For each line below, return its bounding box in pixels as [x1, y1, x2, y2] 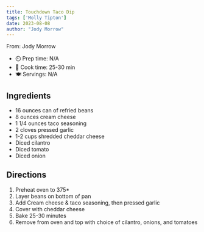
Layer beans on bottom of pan [15, 192, 91, 200]
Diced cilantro [15, 139, 51, 147]
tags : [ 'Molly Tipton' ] [6, 15, 67, 21]
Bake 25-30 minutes [15, 212, 67, 219]
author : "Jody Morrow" [6, 26, 64, 32]
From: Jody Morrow [6, 43, 56, 50]
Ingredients [6, 90, 51, 101]
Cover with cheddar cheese [15, 205, 85, 212]
